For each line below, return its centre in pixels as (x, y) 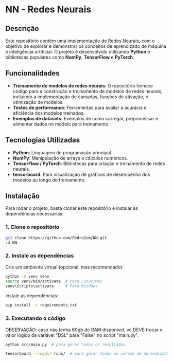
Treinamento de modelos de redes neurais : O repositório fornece (83, 85)
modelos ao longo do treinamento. (49, 180)
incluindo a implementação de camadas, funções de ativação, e (80, 97)
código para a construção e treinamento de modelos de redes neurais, (88, 91)
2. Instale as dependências (40, 256)
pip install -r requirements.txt (41, 305)
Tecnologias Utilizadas (43, 140)
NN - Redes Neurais (48, 10)
